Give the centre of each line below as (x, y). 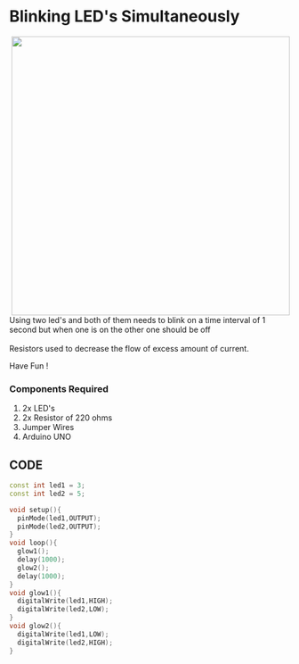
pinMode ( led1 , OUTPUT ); (59, 518)
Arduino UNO (47, 437)
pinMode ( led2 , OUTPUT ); (59, 527)
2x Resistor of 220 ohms (67, 418)
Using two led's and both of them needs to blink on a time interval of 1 (137, 320)
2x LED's (38, 409)
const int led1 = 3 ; (48, 486)
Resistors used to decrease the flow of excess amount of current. (129, 348)
